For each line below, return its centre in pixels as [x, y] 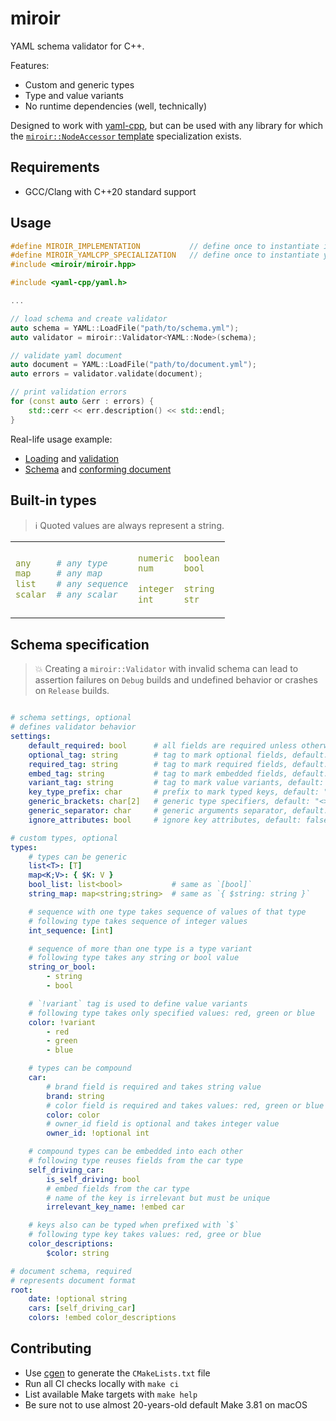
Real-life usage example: [61, 439]
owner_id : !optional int [98, 1133]
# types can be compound [80, 1068]
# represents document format [73, 1280]
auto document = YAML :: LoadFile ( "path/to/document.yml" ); [133, 365]
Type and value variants [74, 95]
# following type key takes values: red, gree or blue [145, 1235]
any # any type [61, 563]
